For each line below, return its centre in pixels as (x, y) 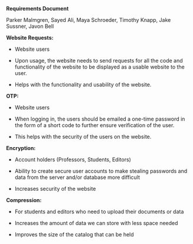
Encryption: (21, 148)
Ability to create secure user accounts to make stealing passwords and (101, 171)
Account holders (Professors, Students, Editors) (73, 160)
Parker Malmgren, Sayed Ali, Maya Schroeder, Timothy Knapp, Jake (89, 20)
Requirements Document (37, 9)
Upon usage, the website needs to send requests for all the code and (99, 61)
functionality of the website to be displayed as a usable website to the (99, 67)
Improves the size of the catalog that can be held (74, 235)
